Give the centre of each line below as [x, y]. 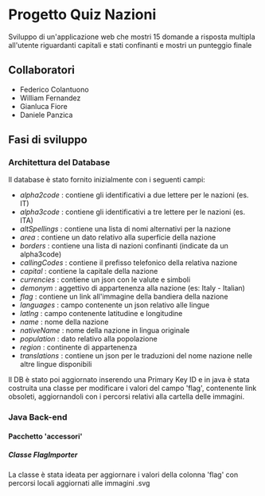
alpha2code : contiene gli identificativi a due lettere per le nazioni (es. [134, 195]
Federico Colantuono [54, 89]
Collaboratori [42, 70]
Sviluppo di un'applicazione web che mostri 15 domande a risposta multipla [132, 37]
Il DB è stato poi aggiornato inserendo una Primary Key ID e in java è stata [129, 380]
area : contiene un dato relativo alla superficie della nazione [118, 237]
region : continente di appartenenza [78, 347]
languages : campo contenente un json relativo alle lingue [115, 305]
